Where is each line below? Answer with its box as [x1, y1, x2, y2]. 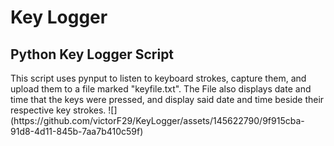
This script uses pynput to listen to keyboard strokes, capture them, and [10, 72, 307, 84]
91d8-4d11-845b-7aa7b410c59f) [10, 126, 144, 137]
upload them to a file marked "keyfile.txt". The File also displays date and [10, 83, 312, 95]
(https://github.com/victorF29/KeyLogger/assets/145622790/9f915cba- [10, 115, 305, 126]
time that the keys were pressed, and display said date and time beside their [10, 94, 325, 105]
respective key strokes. [10, 104, 107, 116]
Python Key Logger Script [10, 46, 175, 63]
